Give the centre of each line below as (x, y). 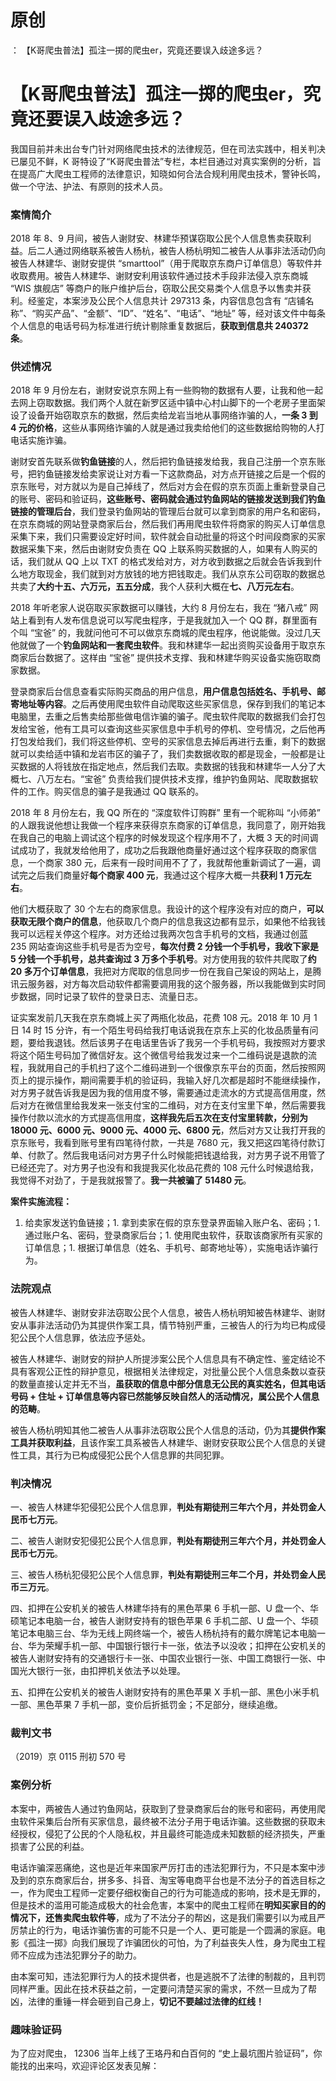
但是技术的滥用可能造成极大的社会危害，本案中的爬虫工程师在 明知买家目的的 (168, 1905)
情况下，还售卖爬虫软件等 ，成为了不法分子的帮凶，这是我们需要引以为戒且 (163, 1917)
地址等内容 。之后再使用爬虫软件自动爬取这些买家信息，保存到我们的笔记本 (172, 704)
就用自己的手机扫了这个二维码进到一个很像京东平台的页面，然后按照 (176, 1068)
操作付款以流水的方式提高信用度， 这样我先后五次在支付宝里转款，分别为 (159, 1118)
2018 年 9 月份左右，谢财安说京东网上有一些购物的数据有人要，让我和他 (158, 390)
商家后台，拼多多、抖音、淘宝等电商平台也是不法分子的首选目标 (185, 1880)
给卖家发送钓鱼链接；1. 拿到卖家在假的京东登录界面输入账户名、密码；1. (172, 1223)
